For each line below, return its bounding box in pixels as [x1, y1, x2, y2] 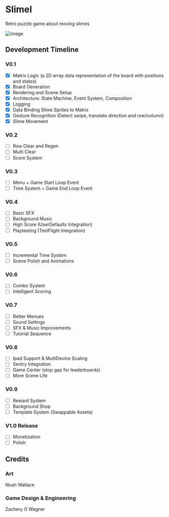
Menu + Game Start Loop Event [12, 179, 79, 185]
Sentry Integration [12, 361, 51, 367]
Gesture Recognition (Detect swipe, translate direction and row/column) [12, 113, 164, 118]
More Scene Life [12, 373, 47, 379]
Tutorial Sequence [12, 330, 52, 337]
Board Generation [12, 84, 50, 90]
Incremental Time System [12, 252, 67, 258]
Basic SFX [12, 210, 35, 216]
